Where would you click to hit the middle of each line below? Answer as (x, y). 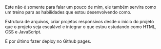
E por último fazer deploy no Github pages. (48, 41)
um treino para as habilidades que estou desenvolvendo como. (68, 12)
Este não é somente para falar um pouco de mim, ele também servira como (81, 7)
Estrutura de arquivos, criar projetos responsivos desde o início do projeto (80, 22)
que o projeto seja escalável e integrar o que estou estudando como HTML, (81, 27)
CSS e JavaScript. (23, 32)
